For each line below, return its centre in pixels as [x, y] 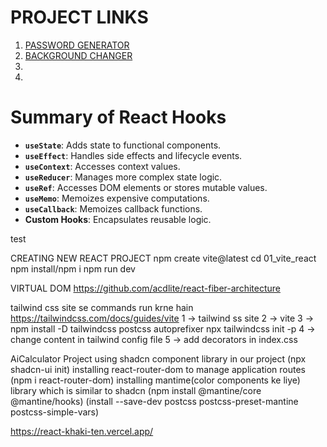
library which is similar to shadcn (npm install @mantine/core [136, 390]
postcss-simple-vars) [55, 412]
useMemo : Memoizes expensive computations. [117, 198]
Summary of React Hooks [118, 117]
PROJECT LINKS [79, 17]
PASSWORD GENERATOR [77, 45]
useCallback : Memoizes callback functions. [113, 208]
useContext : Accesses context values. [102, 166]
